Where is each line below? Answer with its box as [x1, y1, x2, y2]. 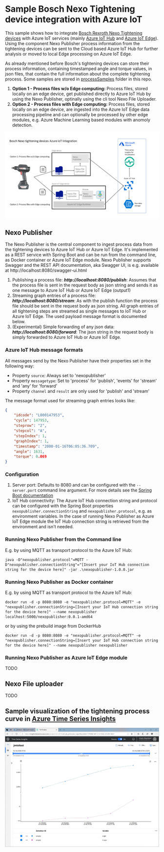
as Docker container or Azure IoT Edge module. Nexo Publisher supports [5, 257, 151, 263]
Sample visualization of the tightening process [5, 707, 150, 715]
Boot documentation [12, 492, 54, 498]
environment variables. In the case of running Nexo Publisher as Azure [12, 514, 154, 519]
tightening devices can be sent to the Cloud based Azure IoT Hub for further [5, 46, 159, 52]
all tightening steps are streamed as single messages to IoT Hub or [12, 308, 146, 314]
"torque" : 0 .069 [14, 454, 47, 459]
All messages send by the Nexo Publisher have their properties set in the [5, 358, 151, 363]
